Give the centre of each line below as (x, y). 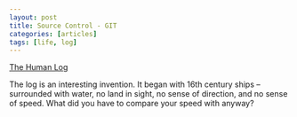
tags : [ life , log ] (43, 42)
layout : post (33, 17)
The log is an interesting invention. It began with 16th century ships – (135, 84)
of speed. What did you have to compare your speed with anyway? (132, 104)
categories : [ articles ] (53, 34)
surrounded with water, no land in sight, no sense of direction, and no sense (148, 94)
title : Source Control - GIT (63, 26)
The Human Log (39, 67)
